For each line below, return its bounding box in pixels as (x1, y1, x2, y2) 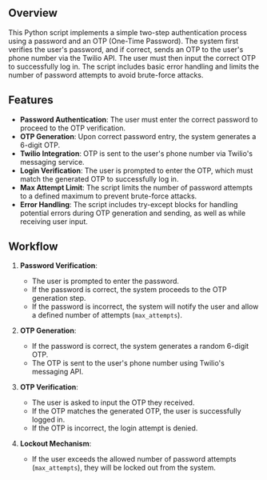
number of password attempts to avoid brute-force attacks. (8, 70, 204, 79)
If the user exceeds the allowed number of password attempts (31, 454, 237, 464)
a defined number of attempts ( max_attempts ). (31, 310, 182, 320)
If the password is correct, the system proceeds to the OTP (31, 285, 227, 294)
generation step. (31, 294, 86, 303)
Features (8, 94, 54, 107)
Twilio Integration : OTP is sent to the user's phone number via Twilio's (19, 148, 253, 158)
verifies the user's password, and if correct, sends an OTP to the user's (8, 44, 244, 54)
